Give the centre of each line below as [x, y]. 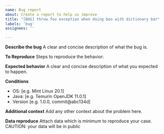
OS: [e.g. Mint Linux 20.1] [38, 91]
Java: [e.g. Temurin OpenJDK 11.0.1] [49, 96]
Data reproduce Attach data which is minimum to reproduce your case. [79, 121]
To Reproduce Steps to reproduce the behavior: [54, 57]
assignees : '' [20, 28]
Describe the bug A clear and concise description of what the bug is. [76, 47]
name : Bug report [23, 10]
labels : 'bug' [20, 24]
